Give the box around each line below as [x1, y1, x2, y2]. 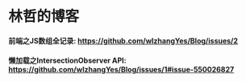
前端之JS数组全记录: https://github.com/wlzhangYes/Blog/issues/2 [8, 35, 239, 45]
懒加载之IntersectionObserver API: [8, 55, 127, 65]
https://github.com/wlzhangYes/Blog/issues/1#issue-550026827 [8, 65, 235, 75]
